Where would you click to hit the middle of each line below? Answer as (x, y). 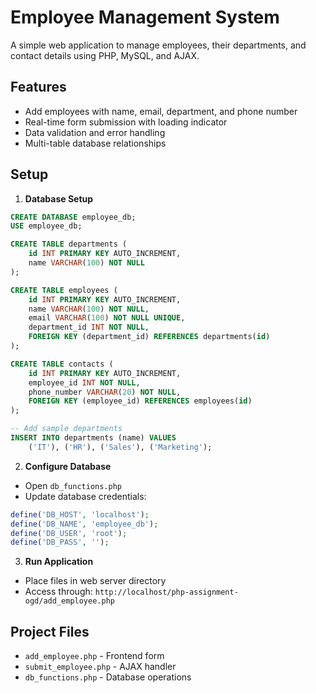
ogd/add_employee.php (69, 601)
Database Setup (59, 198)
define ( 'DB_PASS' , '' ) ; (60, 542)
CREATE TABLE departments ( (69, 244)
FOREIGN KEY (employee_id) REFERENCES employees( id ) (140, 401)
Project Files (50, 631)
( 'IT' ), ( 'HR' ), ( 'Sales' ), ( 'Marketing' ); (120, 447)
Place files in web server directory (95, 581)
